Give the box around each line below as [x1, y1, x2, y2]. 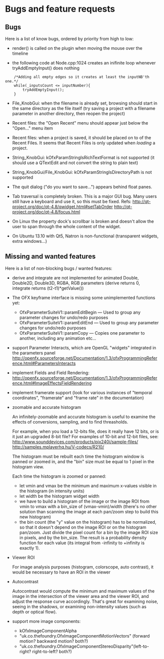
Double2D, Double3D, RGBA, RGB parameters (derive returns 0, [12, 280, 140, 286]
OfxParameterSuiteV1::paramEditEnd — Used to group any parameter [19, 319, 159, 325]
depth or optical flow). [12, 609, 57, 615]
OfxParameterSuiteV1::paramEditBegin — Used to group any [19, 309, 141, 315]
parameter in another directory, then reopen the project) [12, 111, 125, 116]
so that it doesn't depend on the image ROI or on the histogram [19, 524, 146, 530]
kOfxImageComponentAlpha [19, 628, 77, 634]
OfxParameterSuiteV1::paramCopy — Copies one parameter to [19, 330, 145, 336]
